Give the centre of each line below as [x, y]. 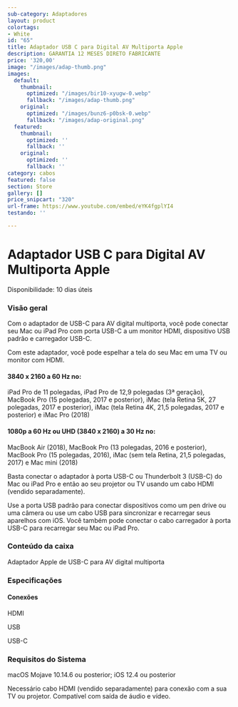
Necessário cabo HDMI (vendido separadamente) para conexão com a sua [117, 688]
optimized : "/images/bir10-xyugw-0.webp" [89, 93]
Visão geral [27, 307]
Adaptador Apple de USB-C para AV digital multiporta [86, 561]
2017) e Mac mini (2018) [43, 462]
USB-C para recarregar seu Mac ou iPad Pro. [74, 528]
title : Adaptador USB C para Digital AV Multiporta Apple [95, 47]
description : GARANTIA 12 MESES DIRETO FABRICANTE [84, 54]
